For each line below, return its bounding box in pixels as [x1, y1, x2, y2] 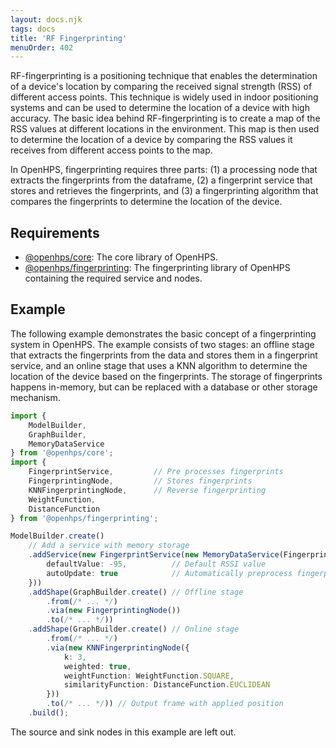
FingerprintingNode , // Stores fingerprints [28, 476, 253, 486]
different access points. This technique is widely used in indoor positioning [10, 91, 319, 103]
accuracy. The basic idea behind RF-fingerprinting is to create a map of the [10, 112, 321, 125]
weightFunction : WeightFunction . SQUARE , [63, 671, 235, 681]
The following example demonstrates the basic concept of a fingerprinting [10, 327, 317, 340]
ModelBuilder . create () [10, 531, 105, 541]
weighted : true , [63, 661, 132, 671]
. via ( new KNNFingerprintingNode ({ [46, 642, 190, 653]
